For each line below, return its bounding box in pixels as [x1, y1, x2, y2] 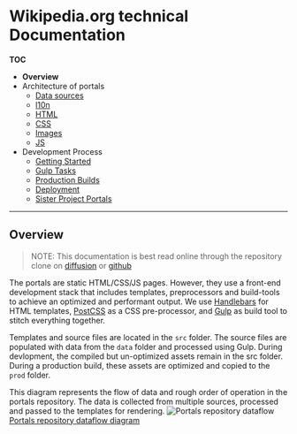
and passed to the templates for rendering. [9, 405, 165, 416]
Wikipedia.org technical [9, 6, 189, 27]
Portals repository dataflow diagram [9, 415, 140, 425]
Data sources [34, 90, 84, 101]
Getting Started [34, 156, 91, 166]
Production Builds [34, 174, 100, 185]
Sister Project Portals [34, 193, 112, 204]
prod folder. [9, 369, 51, 380]
